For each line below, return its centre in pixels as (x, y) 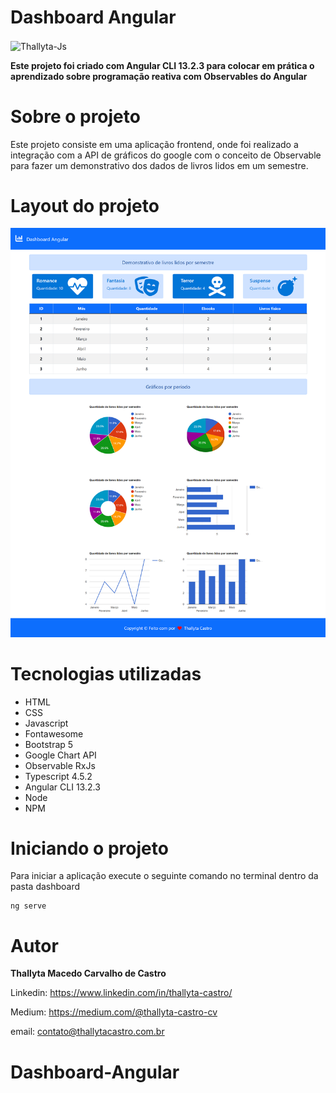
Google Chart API (60, 755)
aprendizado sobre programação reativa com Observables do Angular (159, 76)
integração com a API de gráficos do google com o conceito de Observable (166, 155)
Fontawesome (54, 733)
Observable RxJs (60, 765)
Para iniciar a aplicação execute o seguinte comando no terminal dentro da (164, 876)
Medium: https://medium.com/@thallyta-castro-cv (114, 1012)
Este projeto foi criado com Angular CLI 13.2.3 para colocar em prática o (162, 65)
